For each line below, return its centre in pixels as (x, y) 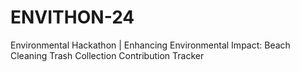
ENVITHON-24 (72, 17)
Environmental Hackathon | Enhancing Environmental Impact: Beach (150, 45)
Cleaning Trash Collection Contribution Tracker (107, 55)
